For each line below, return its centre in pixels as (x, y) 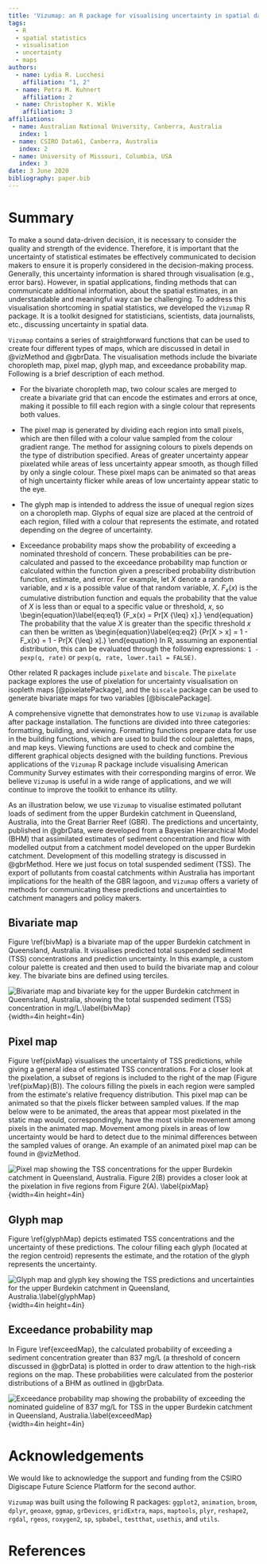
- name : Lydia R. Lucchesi (60, 75)
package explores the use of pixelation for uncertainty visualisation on (123, 681)
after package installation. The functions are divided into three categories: (130, 722)
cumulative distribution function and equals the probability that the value (138, 598)
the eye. (33, 489)
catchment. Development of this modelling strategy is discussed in (117, 856)
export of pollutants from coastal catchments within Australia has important (132, 872)
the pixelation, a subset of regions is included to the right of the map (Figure (133, 1078)
